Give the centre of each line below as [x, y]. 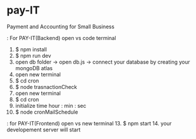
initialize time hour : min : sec [50, 105]
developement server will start [44, 130]
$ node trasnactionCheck [46, 87]
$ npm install [31, 49]
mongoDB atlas [34, 68]
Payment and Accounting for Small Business [61, 27]
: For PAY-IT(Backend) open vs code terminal [61, 38]
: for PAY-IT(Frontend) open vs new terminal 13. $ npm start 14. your [89, 123]
